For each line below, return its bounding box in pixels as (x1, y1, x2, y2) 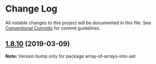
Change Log (5, 3, 57, 15)
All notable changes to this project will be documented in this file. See (5, 20, 151, 26)
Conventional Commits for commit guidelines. (5, 25, 101, 31)
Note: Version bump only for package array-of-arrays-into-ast (5, 53, 136, 59)
